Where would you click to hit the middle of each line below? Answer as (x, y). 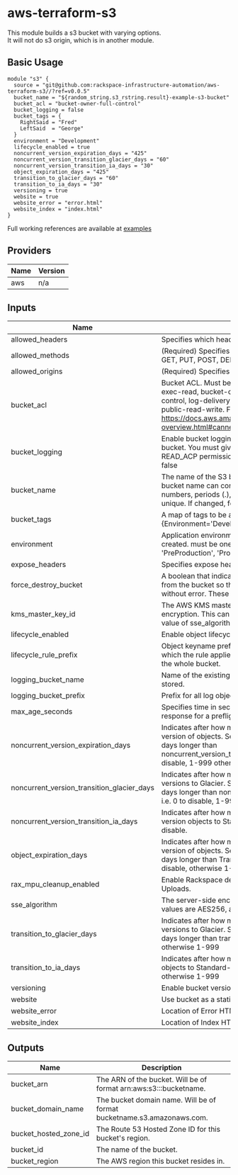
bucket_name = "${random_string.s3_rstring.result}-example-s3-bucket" (122, 97)
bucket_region (35, 1162)
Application (180, 535)
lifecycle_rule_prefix (44, 655)
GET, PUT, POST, (190, 360)
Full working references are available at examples (80, 228)
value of (175, 623)
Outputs (26, 1048)
